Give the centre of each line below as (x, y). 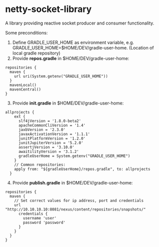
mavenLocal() (23, 85)
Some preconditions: (27, 32)
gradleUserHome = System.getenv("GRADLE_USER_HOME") (74, 156)
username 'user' (40, 218)
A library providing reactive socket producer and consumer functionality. (80, 23)
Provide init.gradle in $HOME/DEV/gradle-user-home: (68, 103)
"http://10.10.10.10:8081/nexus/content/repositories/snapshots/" (76, 209)
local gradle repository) (36, 53)
